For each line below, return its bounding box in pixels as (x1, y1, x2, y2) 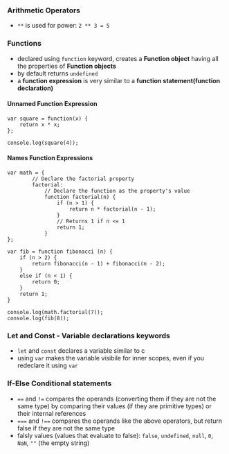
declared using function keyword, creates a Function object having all (17, 54, 219, 62)
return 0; (32, 279, 60, 286)
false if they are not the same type (17, 424, 116, 432)
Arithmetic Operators (7, 6, 81, 15)
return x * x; (19, 121, 60, 128)
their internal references (17, 409, 86, 417)
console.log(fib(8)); (7, 315, 70, 322)
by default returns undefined (17, 69, 98, 78)
